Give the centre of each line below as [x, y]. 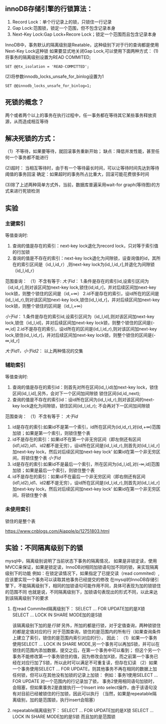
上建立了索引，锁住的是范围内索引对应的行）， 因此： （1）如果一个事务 [85, 638]
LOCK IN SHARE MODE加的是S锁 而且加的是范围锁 [64, 717]
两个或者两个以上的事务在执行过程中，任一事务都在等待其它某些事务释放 [79, 115]
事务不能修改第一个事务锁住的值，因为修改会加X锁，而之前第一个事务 [83, 656]
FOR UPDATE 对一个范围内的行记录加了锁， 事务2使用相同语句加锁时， [84, 681]
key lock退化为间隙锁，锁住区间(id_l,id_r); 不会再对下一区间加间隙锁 [81, 406]
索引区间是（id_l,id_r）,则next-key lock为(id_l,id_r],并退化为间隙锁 [88, 264]
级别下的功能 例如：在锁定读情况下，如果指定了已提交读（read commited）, [82, 573]
